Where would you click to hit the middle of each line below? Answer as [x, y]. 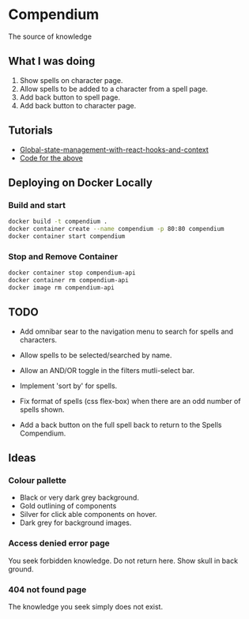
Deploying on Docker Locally [80, 182]
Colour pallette [38, 480]
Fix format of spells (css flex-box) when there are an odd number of [130, 401]
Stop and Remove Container [63, 256]
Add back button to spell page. [70, 97]
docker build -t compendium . [58, 222]
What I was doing [52, 61]
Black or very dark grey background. [79, 498]
